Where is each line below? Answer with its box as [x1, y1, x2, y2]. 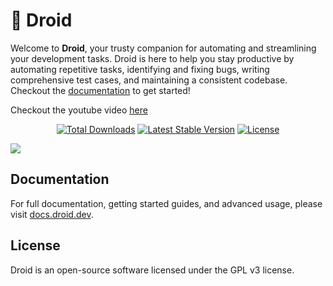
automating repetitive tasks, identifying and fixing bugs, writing [10, 63, 270, 75]
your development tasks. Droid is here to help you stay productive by [10, 52, 295, 64]
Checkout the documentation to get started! [10, 84, 191, 96]
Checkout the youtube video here [10, 104, 148, 116]
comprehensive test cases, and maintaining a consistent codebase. [10, 74, 288, 86]
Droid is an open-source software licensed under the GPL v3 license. [10, 264, 295, 276]
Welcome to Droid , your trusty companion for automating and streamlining [10, 42, 317, 54]
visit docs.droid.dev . [10, 208, 94, 220]
